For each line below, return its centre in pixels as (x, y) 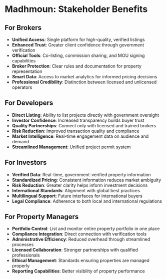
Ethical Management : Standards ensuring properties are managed (80, 261)
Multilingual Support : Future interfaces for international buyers (77, 196)
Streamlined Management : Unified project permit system (71, 147)
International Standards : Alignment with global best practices (76, 190)
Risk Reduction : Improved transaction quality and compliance (75, 131)
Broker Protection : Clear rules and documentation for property (77, 66)
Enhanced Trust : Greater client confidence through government (78, 45)
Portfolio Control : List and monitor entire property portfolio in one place (86, 229)
